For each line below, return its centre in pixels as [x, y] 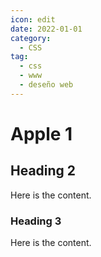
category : [31, 38]
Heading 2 [43, 171]
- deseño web [46, 85]
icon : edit [33, 19]
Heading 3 [36, 221]
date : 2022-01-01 [46, 29]
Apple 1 [41, 133]
